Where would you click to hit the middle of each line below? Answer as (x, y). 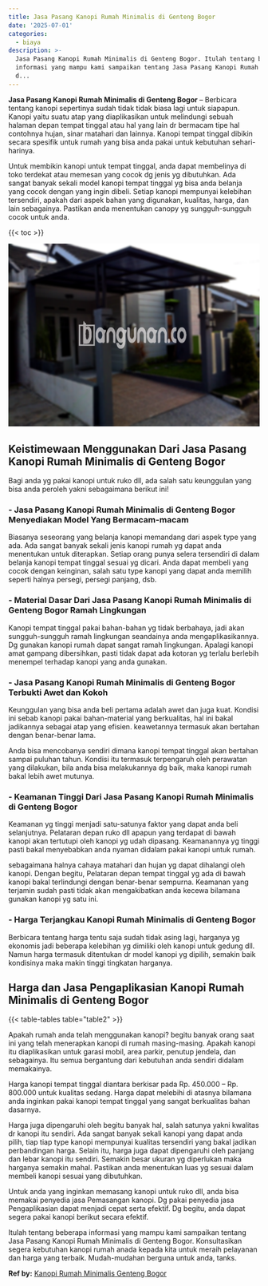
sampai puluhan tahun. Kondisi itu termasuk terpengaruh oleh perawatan (128, 759)
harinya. (22, 150)
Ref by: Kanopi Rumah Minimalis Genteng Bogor (88, 1273)
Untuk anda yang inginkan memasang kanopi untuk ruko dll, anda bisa (124, 1192)
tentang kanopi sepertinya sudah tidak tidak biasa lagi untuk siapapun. (124, 108)
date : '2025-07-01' (41, 25)
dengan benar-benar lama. (52, 735)
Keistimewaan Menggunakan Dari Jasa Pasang (128, 449)
